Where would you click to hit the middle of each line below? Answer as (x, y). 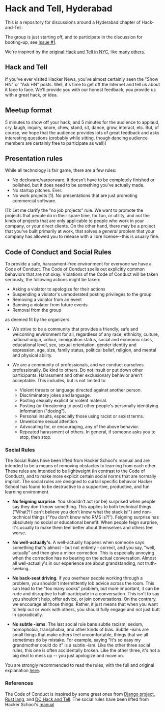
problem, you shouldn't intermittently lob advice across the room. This (83, 583)
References (19, 683)
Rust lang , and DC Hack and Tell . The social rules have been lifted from (77, 699)
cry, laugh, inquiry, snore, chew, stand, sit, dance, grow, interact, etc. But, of (82, 127)
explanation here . (23, 671)
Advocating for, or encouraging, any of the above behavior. (79, 427)
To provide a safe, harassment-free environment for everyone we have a (78, 264)
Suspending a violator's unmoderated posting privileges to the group (82, 294)
